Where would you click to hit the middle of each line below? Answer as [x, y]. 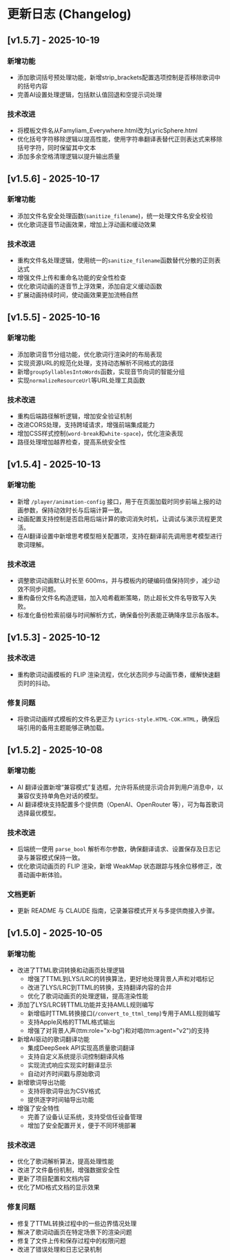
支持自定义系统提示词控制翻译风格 [76, 1056]
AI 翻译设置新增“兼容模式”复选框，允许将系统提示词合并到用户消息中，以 [120, 787]
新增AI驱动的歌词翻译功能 [53, 1039]
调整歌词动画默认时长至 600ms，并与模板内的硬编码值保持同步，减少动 [118, 581]
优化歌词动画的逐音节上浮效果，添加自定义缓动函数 [90, 287]
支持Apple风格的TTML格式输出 [71, 1022]
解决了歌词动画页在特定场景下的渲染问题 [74, 1232]
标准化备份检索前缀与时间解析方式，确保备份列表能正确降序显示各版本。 [119, 615]
